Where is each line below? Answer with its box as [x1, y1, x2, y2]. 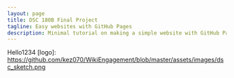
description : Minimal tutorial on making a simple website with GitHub [7, 29, 219, 37]
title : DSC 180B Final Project [7, 17, 98, 23]
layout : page [7, 10, 45, 17]
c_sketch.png [7, 63, 46, 71]
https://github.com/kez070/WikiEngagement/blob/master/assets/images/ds [7, 56, 224, 64]
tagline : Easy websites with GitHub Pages [7, 23, 132, 30]
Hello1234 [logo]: [7, 48, 56, 57]
